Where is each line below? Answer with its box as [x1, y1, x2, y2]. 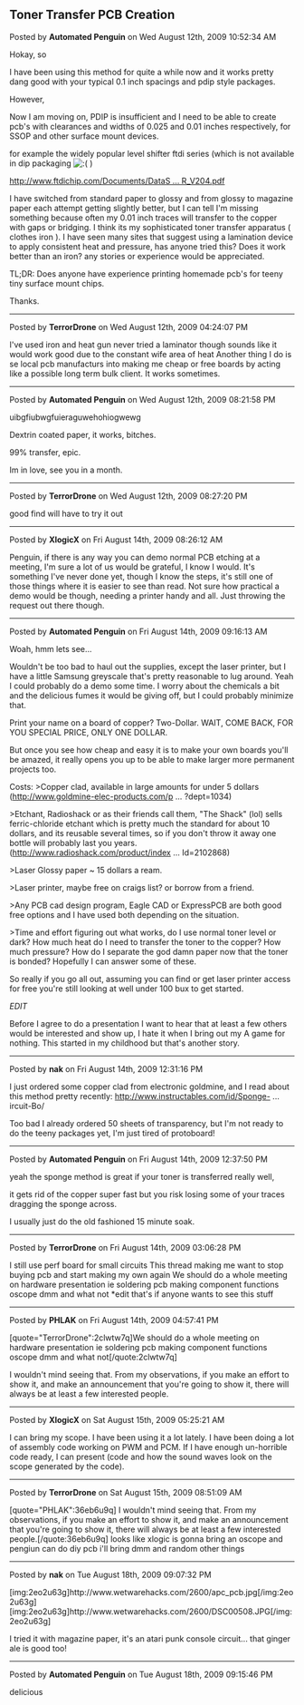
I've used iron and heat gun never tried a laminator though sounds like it [9, 339, 278, 350]
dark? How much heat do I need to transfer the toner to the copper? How [9, 936, 281, 947]
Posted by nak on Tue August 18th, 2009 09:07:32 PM [9, 1569, 212, 1580]
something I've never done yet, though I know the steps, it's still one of [9, 570, 273, 581]
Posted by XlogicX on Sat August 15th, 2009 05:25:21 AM [9, 1414, 225, 1425]
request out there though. [9, 599, 105, 610]
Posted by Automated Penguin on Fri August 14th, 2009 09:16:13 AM [9, 626, 268, 637]
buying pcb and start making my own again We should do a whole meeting [9, 1269, 288, 1280]
